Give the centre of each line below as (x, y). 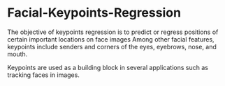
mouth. (17, 54)
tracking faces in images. (44, 75)
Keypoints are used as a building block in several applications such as (108, 67)
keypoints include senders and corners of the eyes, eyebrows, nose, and (112, 46)
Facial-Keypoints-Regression (94, 13)
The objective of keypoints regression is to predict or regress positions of (113, 32)
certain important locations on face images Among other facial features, (111, 39)
